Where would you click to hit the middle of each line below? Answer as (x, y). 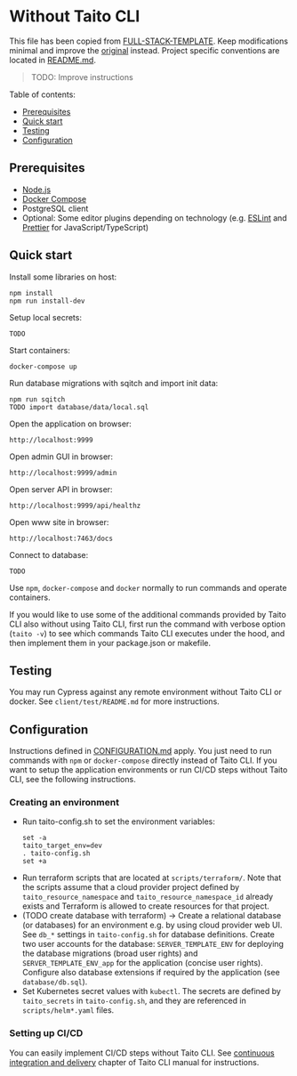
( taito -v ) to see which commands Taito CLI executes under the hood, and (147, 633)
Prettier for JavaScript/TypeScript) (85, 227)
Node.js (36, 190)
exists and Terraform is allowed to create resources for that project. (145, 906)
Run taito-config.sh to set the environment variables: (119, 821)
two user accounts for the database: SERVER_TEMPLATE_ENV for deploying (153, 944)
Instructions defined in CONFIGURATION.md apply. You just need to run (141, 751)
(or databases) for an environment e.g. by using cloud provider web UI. (152, 925)
